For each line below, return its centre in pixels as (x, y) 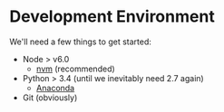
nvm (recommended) (75, 69)
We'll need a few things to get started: (81, 42)
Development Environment (112, 17)
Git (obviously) (50, 98)
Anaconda (55, 88)
